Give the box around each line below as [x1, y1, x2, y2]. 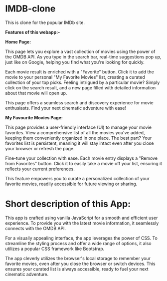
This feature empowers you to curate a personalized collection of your [5, 175, 150, 181]
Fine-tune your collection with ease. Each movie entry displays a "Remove [5, 155, 158, 161]
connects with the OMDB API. [5, 225, 66, 231]
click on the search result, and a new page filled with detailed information [5, 84, 156, 90]
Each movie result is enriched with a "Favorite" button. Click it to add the [5, 68, 155, 75]
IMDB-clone [5, 3, 56, 14]
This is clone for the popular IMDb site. [5, 19, 85, 25]
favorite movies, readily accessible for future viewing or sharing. [5, 181, 138, 187]
